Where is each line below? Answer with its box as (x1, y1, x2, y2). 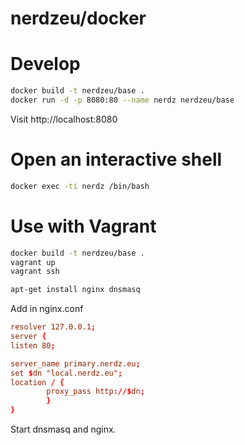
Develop (10, 53, 81, 76)
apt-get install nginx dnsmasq (10, 285, 141, 295)
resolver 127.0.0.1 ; (10, 322, 97, 332)
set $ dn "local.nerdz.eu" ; (10, 368, 123, 378)
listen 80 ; (10, 340, 56, 351)
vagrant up (10, 257, 56, 267)
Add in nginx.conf (10, 303, 84, 315)
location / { (10, 377, 65, 387)
